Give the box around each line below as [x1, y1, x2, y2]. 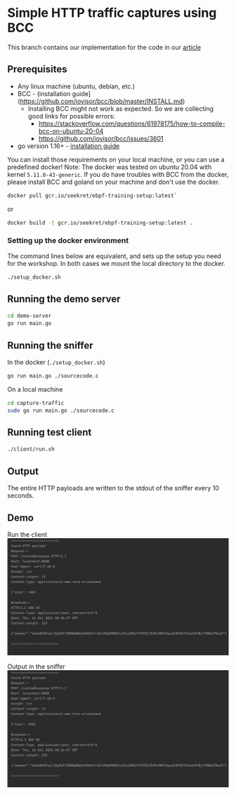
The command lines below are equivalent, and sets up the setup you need [7, 251, 221, 260]
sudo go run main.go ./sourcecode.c [7, 407, 114, 414]
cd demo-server [7, 312, 52, 320]
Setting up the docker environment [7, 236, 129, 246]
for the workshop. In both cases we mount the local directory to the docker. [7, 259, 226, 267]
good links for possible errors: [27, 112, 115, 120]
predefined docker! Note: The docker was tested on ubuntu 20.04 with [7, 163, 212, 171]
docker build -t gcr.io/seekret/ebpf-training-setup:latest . [7, 219, 193, 226]
